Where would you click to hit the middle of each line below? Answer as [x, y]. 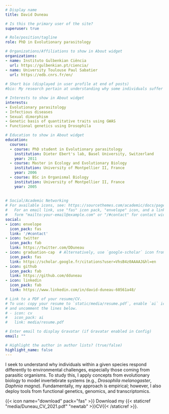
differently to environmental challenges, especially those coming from [77, 370]
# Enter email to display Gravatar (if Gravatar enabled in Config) [78, 332]
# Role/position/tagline [31, 38]
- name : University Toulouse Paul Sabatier [52, 70]
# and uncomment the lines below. [41, 308]
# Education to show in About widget [45, 135]
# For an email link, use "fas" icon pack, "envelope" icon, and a [80, 210]
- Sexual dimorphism [27, 116]
